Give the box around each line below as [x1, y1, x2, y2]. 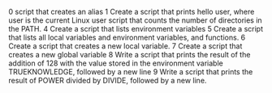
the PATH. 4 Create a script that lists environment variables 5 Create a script [8, 24, 264, 33]
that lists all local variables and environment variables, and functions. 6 [8, 32, 246, 42]
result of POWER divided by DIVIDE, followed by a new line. [8, 76, 207, 85]
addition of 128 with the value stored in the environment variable [8, 58, 223, 68]
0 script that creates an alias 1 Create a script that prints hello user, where [8, 7, 255, 16]
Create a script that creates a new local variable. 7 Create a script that [8, 41, 243, 51]
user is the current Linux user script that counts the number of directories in [8, 15, 262, 25]
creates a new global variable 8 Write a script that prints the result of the [8, 50, 251, 59]
